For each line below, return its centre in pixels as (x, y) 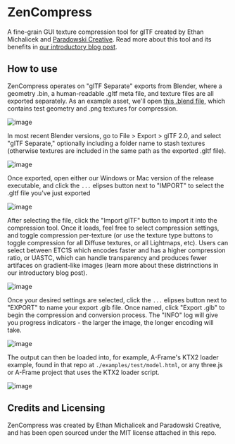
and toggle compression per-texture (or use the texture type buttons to (110, 235)
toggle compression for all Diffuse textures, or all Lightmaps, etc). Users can (118, 242)
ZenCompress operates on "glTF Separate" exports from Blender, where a (115, 86)
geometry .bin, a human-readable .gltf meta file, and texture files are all (111, 93)
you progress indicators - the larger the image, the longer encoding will (110, 322)
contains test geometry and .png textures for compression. (93, 108)
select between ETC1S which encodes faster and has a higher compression (117, 250)
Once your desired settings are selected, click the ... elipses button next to (117, 300)
